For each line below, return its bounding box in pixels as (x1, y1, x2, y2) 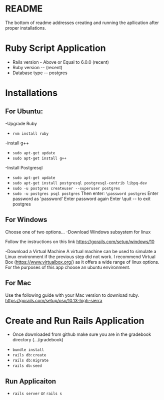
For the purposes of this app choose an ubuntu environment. (5, 264, 130, 270)
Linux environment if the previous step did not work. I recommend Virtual (5, 254, 156, 260)
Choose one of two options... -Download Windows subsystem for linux (5, 229, 151, 235)
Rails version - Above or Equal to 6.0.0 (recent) (12, 59, 109, 65)
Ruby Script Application (5, 43, 106, 54)
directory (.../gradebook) (12, 337, 63, 343)
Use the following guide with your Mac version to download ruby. (5, 292, 139, 298)
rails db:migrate (12, 358, 49, 363)
